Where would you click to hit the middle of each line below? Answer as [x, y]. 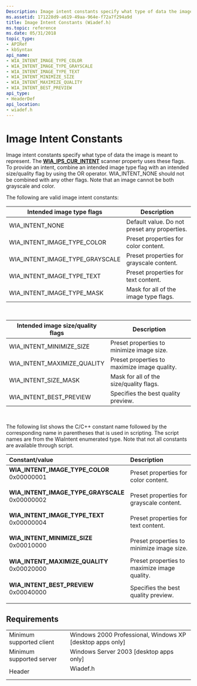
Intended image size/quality [57, 326]
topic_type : [21, 39]
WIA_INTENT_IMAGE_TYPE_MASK [56, 293]
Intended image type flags [65, 212]
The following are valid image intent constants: [62, 198]
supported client [32, 642]
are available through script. [40, 445]
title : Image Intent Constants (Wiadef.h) [59, 22]
